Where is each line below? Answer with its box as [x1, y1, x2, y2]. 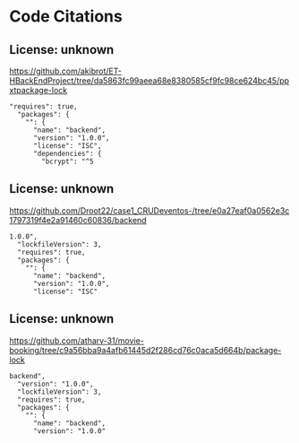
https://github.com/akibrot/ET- [9, 65, 123, 76]
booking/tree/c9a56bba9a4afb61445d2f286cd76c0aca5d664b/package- [9, 344, 282, 355]
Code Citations [9, 6, 123, 27]
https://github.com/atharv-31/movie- [9, 334, 145, 346]
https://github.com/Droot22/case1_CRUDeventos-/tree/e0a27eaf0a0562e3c [9, 204, 290, 216]
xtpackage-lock [9, 85, 68, 95]
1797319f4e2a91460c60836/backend [9, 214, 147, 225]
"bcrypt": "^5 [41, 157, 94, 166]
